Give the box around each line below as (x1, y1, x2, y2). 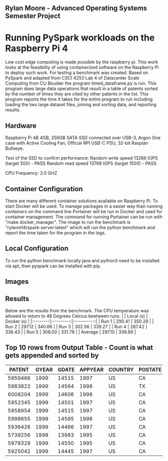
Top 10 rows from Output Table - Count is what (5, 343, 153, 352)
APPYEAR (79, 366, 104, 373)
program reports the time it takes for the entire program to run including (5, 96, 153, 102)
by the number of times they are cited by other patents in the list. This (5, 91, 149, 97)
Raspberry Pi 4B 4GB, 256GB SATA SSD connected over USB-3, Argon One (5, 135, 161, 141)
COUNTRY (108, 366, 134, 373)
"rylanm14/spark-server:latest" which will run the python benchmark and (5, 224, 155, 230)
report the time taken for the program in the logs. (5, 230, 106, 236)
